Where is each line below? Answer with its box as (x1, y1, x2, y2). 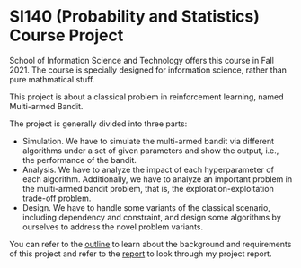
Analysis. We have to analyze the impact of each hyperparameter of (22, 164, 274, 175)
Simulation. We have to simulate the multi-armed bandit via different (22, 135, 275, 146)
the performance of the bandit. (22, 154, 137, 165)
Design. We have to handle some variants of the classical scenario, (22, 202, 271, 212)
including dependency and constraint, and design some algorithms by (22, 212, 281, 222)
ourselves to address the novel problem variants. (22, 221, 204, 232)
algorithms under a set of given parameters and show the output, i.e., (22, 145, 279, 156)
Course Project (9, 25, 124, 46)
